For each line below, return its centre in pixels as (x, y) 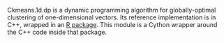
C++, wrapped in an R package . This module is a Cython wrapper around (112, 25)
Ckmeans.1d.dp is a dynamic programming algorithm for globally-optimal (112, 10)
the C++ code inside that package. (57, 32)
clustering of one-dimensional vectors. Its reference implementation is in (112, 17)
